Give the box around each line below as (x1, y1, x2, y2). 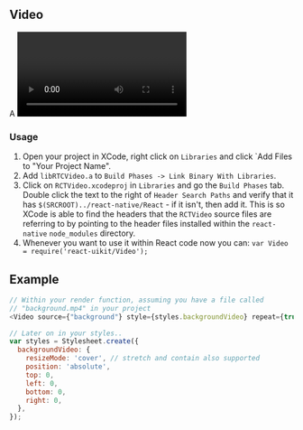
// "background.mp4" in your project (9, 304, 151, 313)
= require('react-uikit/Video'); (22, 248, 149, 257)
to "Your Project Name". (22, 161, 111, 172)
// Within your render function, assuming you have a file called (9, 295, 264, 304)
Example (9, 271, 60, 287)
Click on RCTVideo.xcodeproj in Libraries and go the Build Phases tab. (22, 180, 285, 191)
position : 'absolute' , (25, 362, 111, 371)
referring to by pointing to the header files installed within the (22, 219, 251, 229)
